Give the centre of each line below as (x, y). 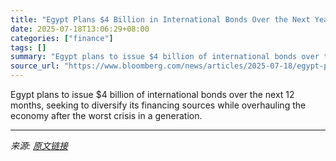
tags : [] (28, 47)
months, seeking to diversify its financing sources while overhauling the (158, 105)
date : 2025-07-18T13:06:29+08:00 (80, 29)
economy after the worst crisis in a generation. (106, 115)
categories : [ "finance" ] (62, 38)
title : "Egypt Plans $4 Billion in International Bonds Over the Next (160, 19)
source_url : (35, 66)
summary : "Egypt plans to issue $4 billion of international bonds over (165, 57)
